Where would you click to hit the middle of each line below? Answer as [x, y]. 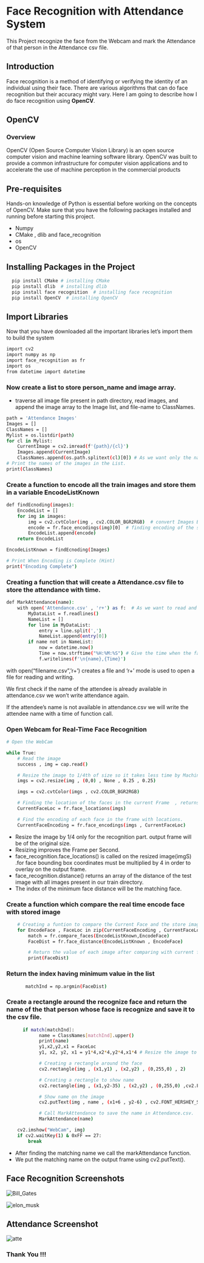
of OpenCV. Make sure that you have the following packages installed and [99, 210]
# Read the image [39, 758]
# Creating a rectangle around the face [90, 1063]
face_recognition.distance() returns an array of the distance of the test [103, 875]
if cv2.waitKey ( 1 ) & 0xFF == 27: [59, 1135]
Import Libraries [37, 317]
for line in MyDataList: [59, 625]
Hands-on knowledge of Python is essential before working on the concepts [102, 204]
